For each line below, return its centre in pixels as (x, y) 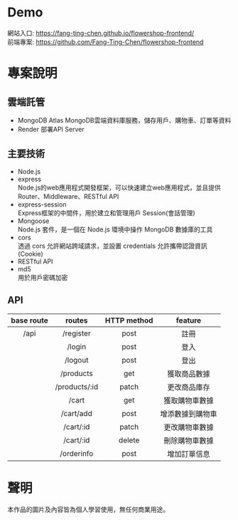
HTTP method (129, 320)
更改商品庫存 (188, 387)
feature (189, 320)
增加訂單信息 (188, 454)
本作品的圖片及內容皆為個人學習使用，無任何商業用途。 (88, 509)
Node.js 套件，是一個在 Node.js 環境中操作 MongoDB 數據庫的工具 (115, 229)
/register (77, 333)
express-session (42, 204)
